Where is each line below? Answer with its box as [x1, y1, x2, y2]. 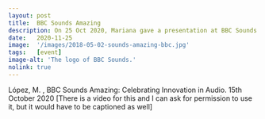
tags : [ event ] [8, 48, 62, 56]
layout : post [8, 11, 52, 20]
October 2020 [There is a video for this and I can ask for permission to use [8, 93, 252, 103]
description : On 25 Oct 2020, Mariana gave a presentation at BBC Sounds [8, 26, 258, 34]
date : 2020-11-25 [8, 33, 73, 42]
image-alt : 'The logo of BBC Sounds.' [8, 56, 136, 64]
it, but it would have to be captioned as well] [8, 102, 153, 111]
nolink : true [8, 63, 52, 71]
